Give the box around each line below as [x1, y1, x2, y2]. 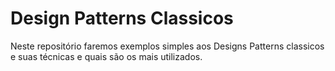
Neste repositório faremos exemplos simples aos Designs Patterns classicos [10, 40, 325, 52]
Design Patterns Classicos [10, 7, 234, 30]
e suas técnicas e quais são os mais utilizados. [10, 50, 203, 62]
